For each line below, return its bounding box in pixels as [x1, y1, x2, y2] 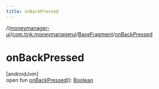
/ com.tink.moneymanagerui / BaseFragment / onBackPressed [10, 30, 153, 38]
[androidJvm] [6, 70, 39, 77]
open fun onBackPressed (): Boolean [6, 76, 94, 83]
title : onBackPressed [6, 8, 59, 15]
